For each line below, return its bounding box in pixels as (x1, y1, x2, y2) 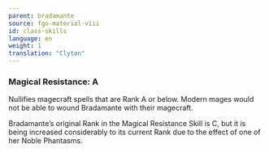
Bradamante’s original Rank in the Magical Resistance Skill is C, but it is (8, 119, 246, 129)
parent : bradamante (8, 11, 75, 20)
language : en (8, 34, 53, 43)
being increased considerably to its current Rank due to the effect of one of (8, 127, 262, 137)
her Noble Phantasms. (8, 136, 83, 146)
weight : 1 (8, 42, 42, 50)
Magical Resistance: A (8, 76, 99, 87)
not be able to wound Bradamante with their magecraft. (8, 103, 193, 113)
